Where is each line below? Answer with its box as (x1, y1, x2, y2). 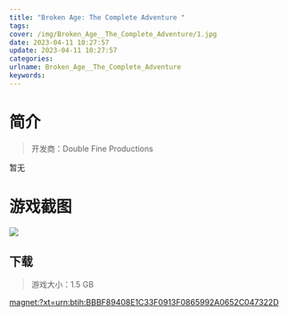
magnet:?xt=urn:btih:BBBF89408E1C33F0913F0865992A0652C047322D (9, 297, 279, 308)
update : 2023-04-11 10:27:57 (9, 46, 118, 55)
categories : (9, 54, 53, 63)
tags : (9, 21, 29, 30)
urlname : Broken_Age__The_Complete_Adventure (9, 63, 181, 72)
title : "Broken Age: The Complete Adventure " (9, 12, 185, 22)
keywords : (9, 71, 46, 80)
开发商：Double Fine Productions (30, 143, 153, 154)
